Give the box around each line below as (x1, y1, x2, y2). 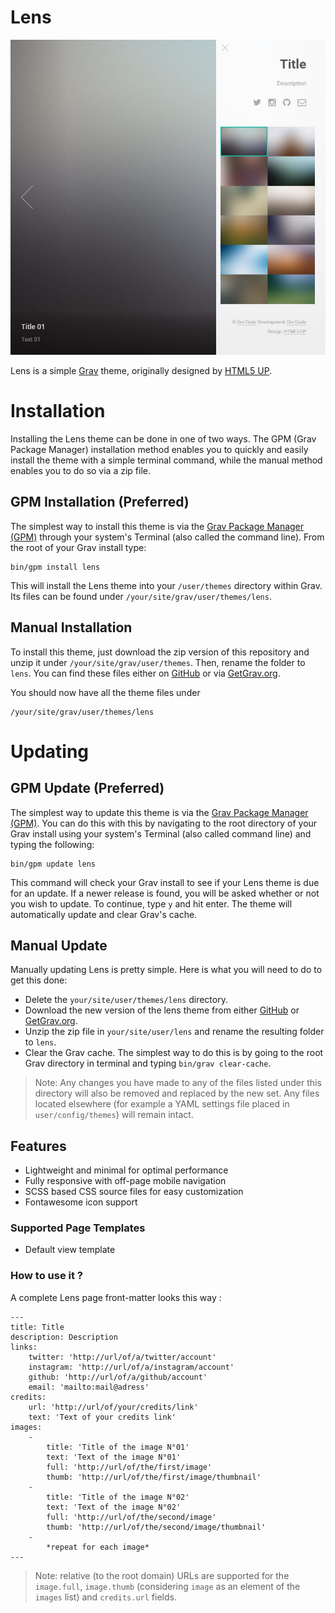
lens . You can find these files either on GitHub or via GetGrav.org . (10, 667, 281, 679)
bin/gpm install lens (10, 562, 101, 572)
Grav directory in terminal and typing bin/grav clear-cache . (24, 1057, 272, 1070)
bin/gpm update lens (10, 859, 97, 869)
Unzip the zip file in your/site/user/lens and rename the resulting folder (24, 1026, 325, 1038)
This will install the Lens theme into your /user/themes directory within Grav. (10, 579, 323, 591)
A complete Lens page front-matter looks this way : (10, 1291, 222, 1303)
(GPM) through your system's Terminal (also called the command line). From (10, 531, 325, 543)
